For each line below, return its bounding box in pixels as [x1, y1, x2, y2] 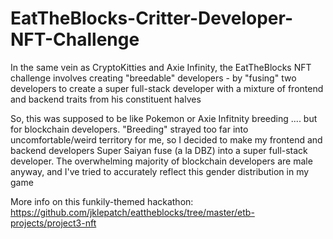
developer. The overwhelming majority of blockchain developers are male [10, 155, 313, 167]
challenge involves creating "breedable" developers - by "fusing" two [10, 72, 297, 84]
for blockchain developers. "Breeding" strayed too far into [10, 123, 249, 135]
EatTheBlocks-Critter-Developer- [10, 7, 293, 30]
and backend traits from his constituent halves [10, 93, 202, 105]
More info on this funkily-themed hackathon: [10, 195, 194, 207]
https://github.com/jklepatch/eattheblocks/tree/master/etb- [10, 206, 255, 218]
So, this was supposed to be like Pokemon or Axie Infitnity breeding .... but [10, 112, 318, 124]
